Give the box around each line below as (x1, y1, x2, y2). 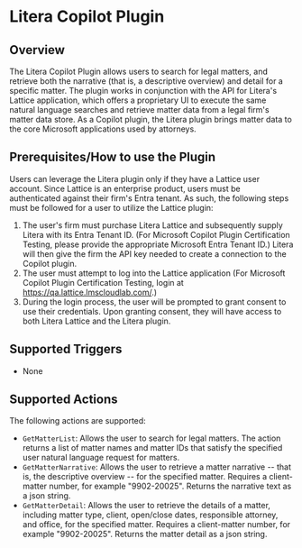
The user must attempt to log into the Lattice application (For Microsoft (22, 268, 286, 279)
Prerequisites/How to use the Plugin (9, 150, 216, 165)
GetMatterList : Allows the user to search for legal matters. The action (22, 433, 281, 443)
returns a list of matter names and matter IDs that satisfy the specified (22, 443, 283, 453)
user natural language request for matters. (22, 452, 180, 463)
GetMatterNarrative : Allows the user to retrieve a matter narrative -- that (22, 461, 291, 472)
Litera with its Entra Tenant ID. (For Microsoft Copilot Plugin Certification (22, 229, 290, 240)
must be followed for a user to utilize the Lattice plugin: (9, 202, 214, 213)
